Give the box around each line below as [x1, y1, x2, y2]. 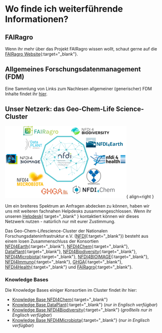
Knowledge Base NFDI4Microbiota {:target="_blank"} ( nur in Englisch [12, 317, 150, 323]
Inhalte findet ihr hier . [5, 91, 48, 97]
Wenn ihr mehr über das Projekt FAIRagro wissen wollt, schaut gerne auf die [5, 46, 158, 52]
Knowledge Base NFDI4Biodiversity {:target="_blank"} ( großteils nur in [12, 307, 153, 313]
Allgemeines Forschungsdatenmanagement [5, 65, 141, 73]
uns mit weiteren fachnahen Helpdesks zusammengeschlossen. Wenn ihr [5, 208, 152, 214]
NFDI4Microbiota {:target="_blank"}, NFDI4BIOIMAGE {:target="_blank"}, [5, 254, 149, 260]
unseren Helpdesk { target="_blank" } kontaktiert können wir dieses [5, 213, 139, 219]
